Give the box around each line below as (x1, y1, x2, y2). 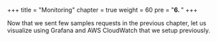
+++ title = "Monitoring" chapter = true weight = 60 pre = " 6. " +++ (7, 6, 198, 14)
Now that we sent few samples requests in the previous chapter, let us (7, 19, 207, 27)
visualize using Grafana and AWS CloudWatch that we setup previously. (7, 27, 211, 34)
